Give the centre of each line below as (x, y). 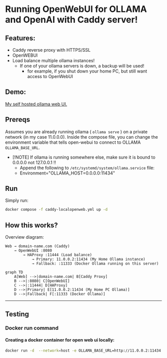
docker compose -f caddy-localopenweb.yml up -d (56, 210)
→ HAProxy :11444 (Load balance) (58, 255)
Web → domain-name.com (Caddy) (38, 246)
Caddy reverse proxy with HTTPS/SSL (51, 50)
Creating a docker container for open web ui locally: (60, 340)
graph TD (14, 272)
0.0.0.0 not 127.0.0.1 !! (34, 162)
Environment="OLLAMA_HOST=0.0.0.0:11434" (67, 173)
